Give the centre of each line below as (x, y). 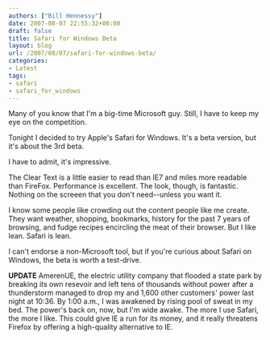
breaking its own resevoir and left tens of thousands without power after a (131, 284)
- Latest (23, 68)
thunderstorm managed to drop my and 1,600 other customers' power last (131, 293)
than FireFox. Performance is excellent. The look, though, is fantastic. (124, 186)
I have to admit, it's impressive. (60, 162)
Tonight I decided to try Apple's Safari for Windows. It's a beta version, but (132, 138)
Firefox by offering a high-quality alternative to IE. (91, 327)
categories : (28, 61)
